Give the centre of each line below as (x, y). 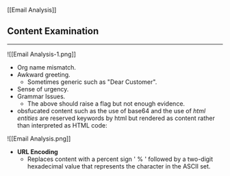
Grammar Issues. (41, 96)
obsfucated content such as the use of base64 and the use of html (111, 111)
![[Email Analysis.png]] (39, 138)
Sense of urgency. (43, 89)
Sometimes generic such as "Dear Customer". (92, 82)
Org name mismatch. (47, 67)
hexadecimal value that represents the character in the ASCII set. (119, 166)
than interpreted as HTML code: (62, 125)
